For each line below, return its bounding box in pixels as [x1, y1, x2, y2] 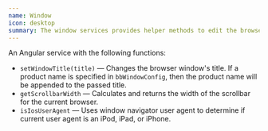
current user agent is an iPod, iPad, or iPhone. [19, 114, 171, 124]
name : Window [8, 11, 52, 20]
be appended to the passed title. [19, 80, 128, 90]
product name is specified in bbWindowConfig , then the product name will [19, 72, 258, 82]
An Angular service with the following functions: [8, 48, 166, 58]
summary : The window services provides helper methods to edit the [8, 26, 238, 34]
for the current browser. [19, 97, 99, 107]
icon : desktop [8, 19, 56, 27]
